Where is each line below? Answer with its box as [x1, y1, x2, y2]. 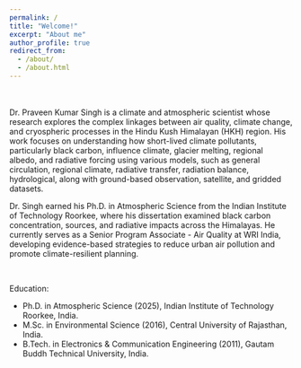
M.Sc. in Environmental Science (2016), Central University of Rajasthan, [22, 320, 288, 330]
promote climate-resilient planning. [9, 248, 139, 258]
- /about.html [17, 64, 70, 73]
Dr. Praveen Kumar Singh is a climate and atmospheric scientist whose [9, 107, 271, 118]
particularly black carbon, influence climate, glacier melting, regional [9, 145, 263, 155]
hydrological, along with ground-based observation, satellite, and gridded [9, 173, 281, 184]
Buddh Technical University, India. [22, 347, 149, 359]
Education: [9, 283, 49, 294]
